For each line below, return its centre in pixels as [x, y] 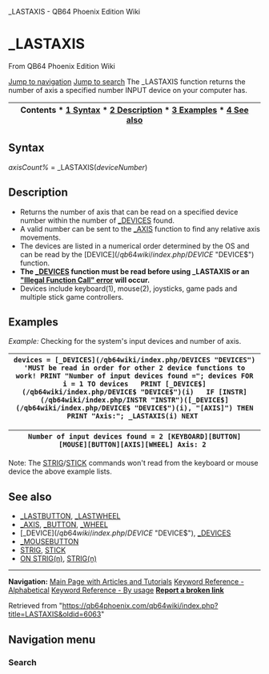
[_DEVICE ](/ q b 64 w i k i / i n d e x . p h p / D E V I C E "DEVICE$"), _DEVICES [125, 533]
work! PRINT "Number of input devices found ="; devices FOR [134, 376]
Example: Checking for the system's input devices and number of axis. [125, 341]
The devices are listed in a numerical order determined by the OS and [134, 246]
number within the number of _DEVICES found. [97, 220]
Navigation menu [52, 639]
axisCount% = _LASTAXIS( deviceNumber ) [78, 167]
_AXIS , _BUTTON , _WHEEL [64, 525]
